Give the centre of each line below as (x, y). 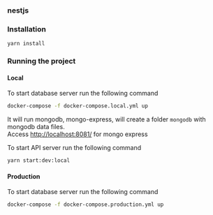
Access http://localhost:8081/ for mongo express (78, 134)
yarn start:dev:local (39, 161)
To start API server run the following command (74, 148)
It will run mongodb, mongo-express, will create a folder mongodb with (106, 119)
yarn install (26, 44)
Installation (27, 29)
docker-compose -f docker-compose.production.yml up (86, 205)
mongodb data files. (36, 127)
